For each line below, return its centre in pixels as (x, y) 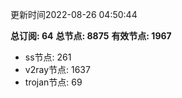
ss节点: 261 (48, 57)
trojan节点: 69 (53, 82)
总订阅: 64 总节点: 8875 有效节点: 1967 (91, 36)
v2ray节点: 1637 (57, 69)
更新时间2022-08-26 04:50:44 (74, 14)
